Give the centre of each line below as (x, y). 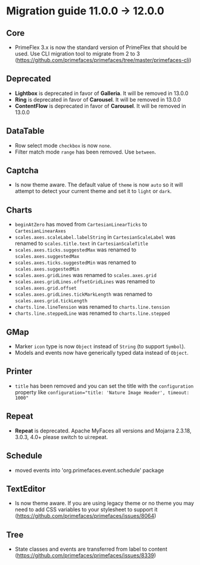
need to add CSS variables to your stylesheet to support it (86, 509)
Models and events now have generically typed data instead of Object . (102, 353)
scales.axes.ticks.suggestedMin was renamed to (76, 262)
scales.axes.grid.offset (46, 288)
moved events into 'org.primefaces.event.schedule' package (89, 470)
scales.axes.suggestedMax (47, 257)
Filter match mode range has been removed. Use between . (85, 152)
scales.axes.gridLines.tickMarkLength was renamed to (84, 294)
